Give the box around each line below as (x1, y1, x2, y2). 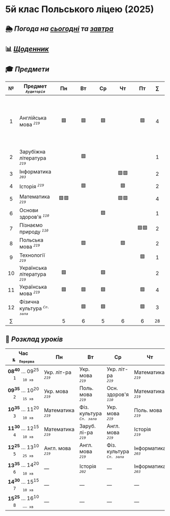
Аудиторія (25, 89, 46, 94)
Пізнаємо (19, 222, 43, 229)
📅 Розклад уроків (5, 335, 63, 343)
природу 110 (19, 228, 49, 235)
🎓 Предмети (5, 65, 50, 74)
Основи (19, 207, 38, 214)
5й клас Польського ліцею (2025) (5, 4, 154, 15)
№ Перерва (12, 357, 34, 364)
